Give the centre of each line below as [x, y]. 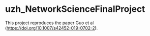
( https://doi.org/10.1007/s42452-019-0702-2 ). [52, 28]
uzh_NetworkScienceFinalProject [75, 9]
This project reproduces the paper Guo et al [50, 23]
